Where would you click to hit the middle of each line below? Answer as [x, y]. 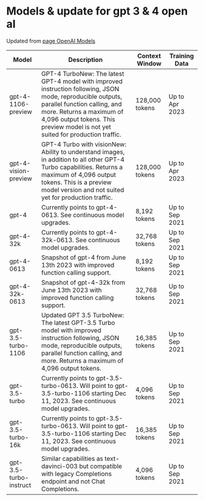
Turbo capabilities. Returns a [82, 167]
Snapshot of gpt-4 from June [84, 257]
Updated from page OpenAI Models [51, 41]
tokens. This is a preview [77, 182]
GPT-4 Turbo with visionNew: [84, 144]
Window [149, 63]
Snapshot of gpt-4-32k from [83, 282]
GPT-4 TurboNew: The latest [83, 73]
